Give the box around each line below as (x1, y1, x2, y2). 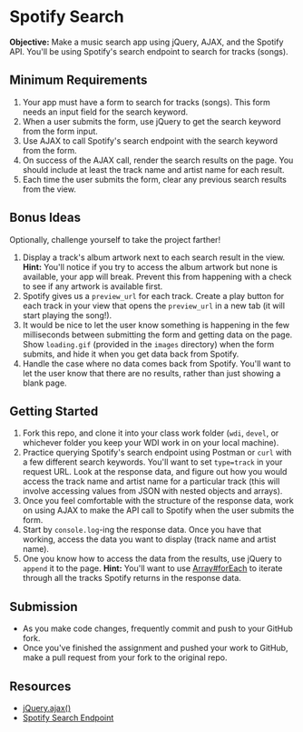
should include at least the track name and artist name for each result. (22, 164, 285, 175)
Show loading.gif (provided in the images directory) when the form (22, 338, 275, 349)
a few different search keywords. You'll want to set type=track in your (22, 456, 283, 467)
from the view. (22, 184, 77, 195)
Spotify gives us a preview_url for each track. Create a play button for (22, 290, 285, 301)
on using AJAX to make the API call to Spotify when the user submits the (22, 505, 295, 516)
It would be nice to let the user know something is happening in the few (22, 319, 290, 330)
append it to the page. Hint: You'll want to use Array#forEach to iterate (22, 563, 283, 574)
